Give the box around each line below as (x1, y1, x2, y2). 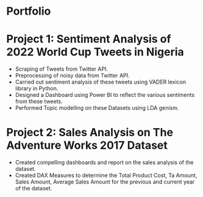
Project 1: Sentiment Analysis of (6, 32, 171, 46)
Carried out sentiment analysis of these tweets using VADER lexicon (15, 78, 187, 86)
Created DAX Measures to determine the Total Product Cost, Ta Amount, (15, 172, 198, 179)
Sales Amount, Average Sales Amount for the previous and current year (15, 178, 195, 185)
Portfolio (6, 4, 51, 18)
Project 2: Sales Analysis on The (6, 126, 174, 140)
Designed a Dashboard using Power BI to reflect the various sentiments (15, 91, 195, 99)
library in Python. (15, 85, 59, 92)
